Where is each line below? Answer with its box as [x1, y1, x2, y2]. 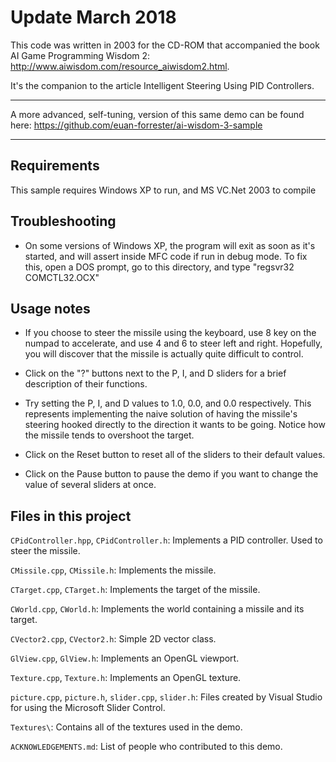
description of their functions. [24, 378, 148, 390]
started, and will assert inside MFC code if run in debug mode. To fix [24, 250, 308, 262]
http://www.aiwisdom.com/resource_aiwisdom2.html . [10, 60, 230, 72]
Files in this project [10, 507, 132, 525]
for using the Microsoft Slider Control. [10, 702, 166, 714]
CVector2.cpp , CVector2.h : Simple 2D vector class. [10, 633, 217, 645]
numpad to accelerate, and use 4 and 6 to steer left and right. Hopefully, [24, 337, 323, 350]
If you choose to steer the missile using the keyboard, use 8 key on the [24, 327, 317, 339]
